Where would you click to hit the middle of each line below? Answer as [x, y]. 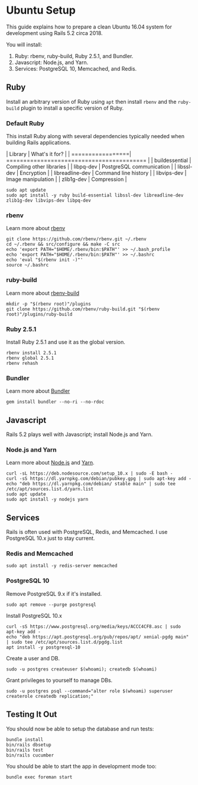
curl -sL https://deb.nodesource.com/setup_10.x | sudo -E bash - [90, 473]
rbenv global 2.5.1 [30, 358]
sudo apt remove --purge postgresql [51, 605]
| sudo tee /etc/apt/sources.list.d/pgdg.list [64, 642]
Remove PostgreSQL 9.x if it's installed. [54, 593]
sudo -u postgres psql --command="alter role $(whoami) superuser [90, 691]
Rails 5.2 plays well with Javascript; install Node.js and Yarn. [79, 434]
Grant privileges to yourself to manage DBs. [59, 680]
